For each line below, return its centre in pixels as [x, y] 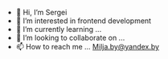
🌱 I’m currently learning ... [59, 29]
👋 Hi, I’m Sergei [41, 12]
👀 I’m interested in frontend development [83, 21]
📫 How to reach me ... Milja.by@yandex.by [87, 47]
